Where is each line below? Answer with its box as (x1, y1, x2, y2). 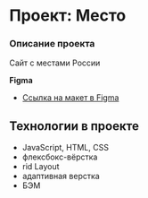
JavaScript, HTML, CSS (21, 142, 110, 153)
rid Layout (21, 161, 60, 172)
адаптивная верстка (21, 171, 100, 182)
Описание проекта (9, 38, 95, 50)
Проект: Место (9, 5, 127, 26)
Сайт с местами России (9, 57, 101, 68)
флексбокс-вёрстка (21, 151, 98, 162)
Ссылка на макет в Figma (21, 92, 119, 103)
